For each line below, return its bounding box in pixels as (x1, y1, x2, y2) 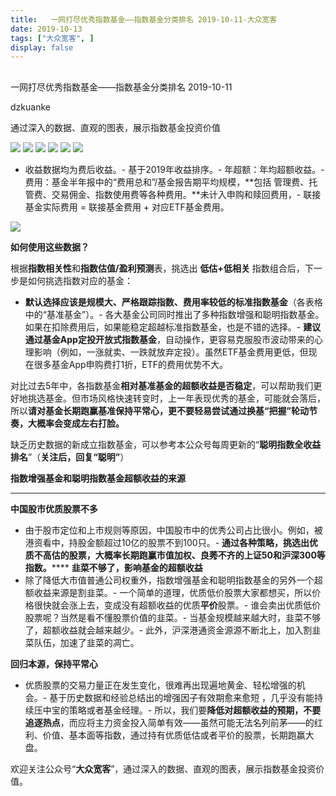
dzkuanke (10, 101, 51, 113)
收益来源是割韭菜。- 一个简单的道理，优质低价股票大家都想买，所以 (33, 586, 313, 598)
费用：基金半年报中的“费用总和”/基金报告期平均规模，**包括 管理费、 (24, 176, 310, 188)
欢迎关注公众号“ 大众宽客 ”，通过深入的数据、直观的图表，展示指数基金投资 (10, 762, 317, 775)
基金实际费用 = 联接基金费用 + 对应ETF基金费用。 (24, 201, 230, 213)
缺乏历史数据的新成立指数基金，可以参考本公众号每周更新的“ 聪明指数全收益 (10, 438, 322, 450)
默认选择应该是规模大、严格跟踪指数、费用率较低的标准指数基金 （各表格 (24, 296, 323, 308)
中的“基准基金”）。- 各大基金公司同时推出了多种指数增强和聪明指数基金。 (24, 308, 325, 320)
